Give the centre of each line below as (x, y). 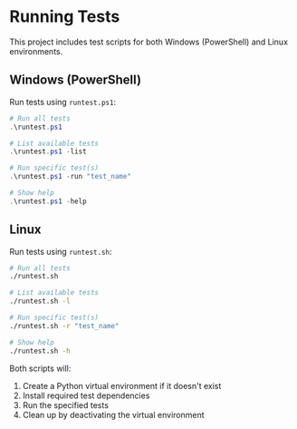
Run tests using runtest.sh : (61, 251)
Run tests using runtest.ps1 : (62, 102)
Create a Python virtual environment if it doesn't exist (122, 385)
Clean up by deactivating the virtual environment (114, 414)
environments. (36, 51)
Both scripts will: (40, 368)
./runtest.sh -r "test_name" (64, 326)
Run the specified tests (65, 405)
